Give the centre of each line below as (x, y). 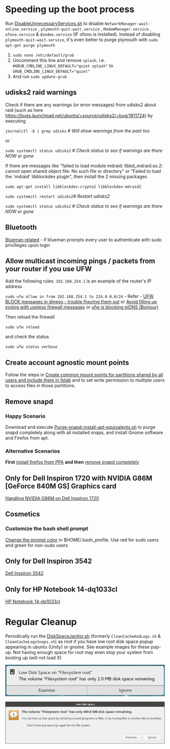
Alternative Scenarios (33, 451)
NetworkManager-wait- (127, 24)
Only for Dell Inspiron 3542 (49, 561)
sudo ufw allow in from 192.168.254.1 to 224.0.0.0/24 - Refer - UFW (79, 296)
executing (16, 121)
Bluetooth (21, 227)
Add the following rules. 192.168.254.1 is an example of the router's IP (78, 281)
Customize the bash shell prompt (47, 528)
